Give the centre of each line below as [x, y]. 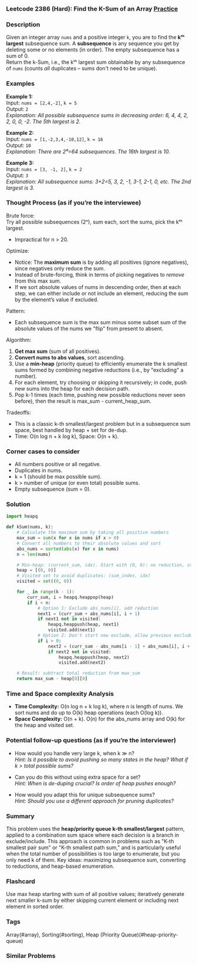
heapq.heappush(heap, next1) [83, 624]
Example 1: [20, 96]
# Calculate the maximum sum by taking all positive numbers [93, 532]
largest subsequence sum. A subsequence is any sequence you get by [93, 43]
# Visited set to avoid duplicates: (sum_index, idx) [84, 576]
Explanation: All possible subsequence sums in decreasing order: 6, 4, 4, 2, [97, 115]
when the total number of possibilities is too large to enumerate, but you [93, 853]
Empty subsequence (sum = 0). [53, 489]
